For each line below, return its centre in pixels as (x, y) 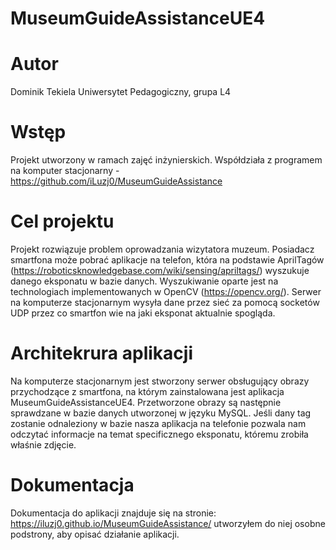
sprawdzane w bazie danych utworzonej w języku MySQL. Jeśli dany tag (161, 413)
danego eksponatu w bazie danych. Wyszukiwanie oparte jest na (144, 281)
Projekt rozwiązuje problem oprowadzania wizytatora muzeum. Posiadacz (162, 249)
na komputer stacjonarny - (65, 171)
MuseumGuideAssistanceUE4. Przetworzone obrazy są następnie (146, 402)
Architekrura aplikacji (101, 353)
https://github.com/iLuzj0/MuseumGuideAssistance (116, 181)
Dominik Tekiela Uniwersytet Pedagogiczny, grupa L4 (121, 92)
